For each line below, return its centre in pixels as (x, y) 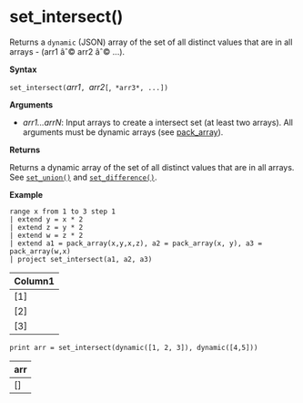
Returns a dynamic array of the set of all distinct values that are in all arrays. (152, 167)
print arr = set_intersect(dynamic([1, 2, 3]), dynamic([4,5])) (134, 347)
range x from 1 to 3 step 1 (63, 212)
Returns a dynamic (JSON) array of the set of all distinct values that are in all (151, 42)
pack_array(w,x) (40, 251)
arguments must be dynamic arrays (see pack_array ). (123, 132)
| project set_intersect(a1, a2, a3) (81, 259)
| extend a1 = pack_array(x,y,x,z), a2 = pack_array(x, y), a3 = (136, 243)
